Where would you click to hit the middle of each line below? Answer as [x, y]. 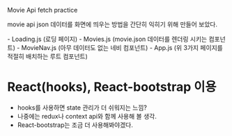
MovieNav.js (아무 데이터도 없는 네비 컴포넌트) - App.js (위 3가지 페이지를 [122, 48]
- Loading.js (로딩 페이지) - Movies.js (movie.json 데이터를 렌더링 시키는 [107, 39]
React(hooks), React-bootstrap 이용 [112, 87]
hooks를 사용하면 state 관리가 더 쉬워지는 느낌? [82, 108]
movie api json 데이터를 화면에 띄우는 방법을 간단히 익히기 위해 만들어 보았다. [113, 24]
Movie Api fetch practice [42, 10]
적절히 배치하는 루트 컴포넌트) [48, 56]
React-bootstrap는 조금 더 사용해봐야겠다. [75, 125]
